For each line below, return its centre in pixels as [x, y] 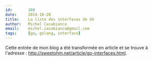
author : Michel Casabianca [36, 24]
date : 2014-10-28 [28, 15]
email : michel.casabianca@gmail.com [48, 29]
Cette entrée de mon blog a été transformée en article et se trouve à [77, 48]
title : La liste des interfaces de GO [50, 19]
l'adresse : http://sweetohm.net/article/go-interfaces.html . [66, 53]
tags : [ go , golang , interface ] [43, 33]
